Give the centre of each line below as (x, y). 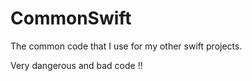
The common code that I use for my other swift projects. (126, 46)
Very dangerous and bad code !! (76, 65)
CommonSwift (71, 18)
